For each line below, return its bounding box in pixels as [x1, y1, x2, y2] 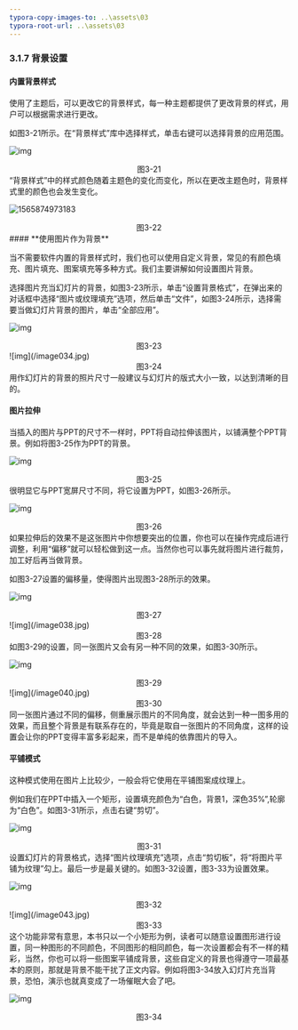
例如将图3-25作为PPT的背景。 [24, 438, 136, 448]
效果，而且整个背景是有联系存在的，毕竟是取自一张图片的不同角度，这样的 [9, 720, 281, 730]
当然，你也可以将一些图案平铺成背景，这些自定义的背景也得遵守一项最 [24, 954, 281, 964]
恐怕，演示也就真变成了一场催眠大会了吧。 [24, 976, 180, 986]
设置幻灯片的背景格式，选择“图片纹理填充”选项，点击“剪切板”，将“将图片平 [9, 852, 283, 863]
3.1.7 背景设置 [9, 52, 68, 65]
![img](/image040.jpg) [9, 687, 90, 698]
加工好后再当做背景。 [9, 554, 87, 565]
